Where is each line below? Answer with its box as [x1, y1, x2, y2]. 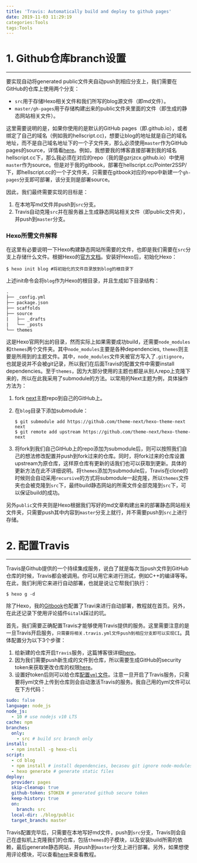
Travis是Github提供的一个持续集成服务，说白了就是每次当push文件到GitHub [6, 565, 189, 572]
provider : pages [11, 779, 51, 785]
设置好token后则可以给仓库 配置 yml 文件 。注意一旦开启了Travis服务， [14, 671, 179, 678]
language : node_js [6, 703, 51, 709]
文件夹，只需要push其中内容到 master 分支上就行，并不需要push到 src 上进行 [6, 509, 188, 516]
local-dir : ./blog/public [11, 812, 75, 818]
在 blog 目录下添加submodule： [14, 407, 89, 414]
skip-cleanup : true [11, 784, 59, 791]
